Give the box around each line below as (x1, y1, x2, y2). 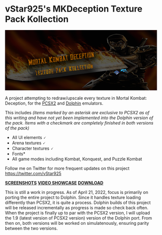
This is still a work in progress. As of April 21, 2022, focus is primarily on (5, 189, 148, 195)
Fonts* (12, 151, 26, 157)
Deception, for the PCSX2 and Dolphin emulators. (5, 100, 104, 106)
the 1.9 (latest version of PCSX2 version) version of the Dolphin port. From (5, 215, 152, 221)
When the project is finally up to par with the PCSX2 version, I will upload (5, 210, 150, 216)
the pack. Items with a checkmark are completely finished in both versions (5, 120, 153, 126)
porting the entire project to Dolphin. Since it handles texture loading (5, 195, 141, 201)
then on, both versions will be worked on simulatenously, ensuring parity (5, 220, 149, 226)
